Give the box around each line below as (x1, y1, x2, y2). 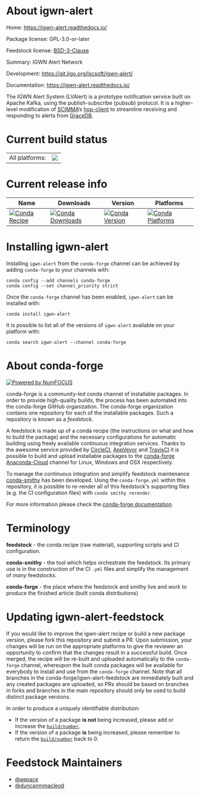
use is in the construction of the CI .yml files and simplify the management (6, 565, 189, 572)
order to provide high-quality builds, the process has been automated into (6, 397, 187, 404)
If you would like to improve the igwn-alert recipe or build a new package (6, 630, 186, 637)
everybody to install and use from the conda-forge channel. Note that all (6, 668, 182, 675)
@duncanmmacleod (14, 782, 64, 789)
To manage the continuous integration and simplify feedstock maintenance (6, 470, 190, 477)
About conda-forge (6, 359, 104, 372)
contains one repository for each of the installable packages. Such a (6, 409, 174, 416)
